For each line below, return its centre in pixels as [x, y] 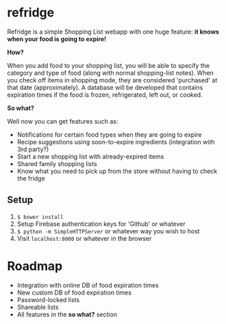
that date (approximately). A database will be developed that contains [105, 87]
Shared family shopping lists [57, 163]
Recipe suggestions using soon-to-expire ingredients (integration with [116, 141]
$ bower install [40, 217]
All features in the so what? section [67, 314]
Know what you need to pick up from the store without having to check [117, 171]
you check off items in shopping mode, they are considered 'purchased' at [112, 80]
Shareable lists [38, 307]
